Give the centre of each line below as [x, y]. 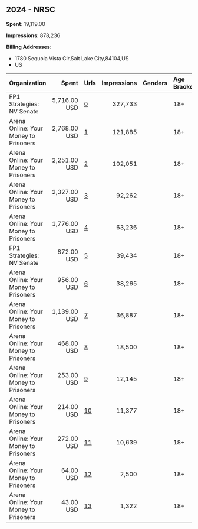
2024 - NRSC [31, 10]
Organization [28, 83]
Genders [155, 83]
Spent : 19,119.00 [26, 24]
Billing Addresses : [29, 47]
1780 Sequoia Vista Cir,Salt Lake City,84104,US [72, 58]
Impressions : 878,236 [33, 35]
